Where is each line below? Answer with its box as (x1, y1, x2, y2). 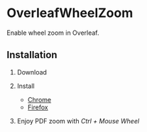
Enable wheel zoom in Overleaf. (6, 28, 100, 37)
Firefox (27, 103, 48, 111)
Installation (6, 49, 58, 61)
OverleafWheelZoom (6, 5, 134, 21)
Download (16, 67, 48, 76)
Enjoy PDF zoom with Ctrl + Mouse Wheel (16, 116, 140, 125)
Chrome (27, 95, 51, 104)
